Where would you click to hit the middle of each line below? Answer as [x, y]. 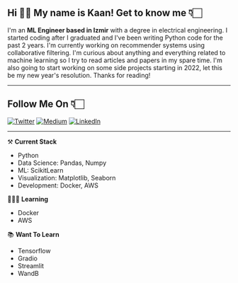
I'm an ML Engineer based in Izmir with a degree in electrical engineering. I [118, 30]
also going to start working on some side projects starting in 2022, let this [115, 67]
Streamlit [31, 265]
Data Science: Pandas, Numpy [62, 163]
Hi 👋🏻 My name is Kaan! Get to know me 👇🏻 [104, 13]
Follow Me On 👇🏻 [46, 104]
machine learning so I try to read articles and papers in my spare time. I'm [115, 60]
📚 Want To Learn [33, 234]
